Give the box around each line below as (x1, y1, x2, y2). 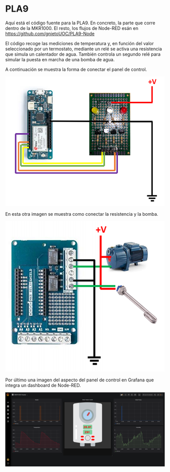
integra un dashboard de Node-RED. (5, 382, 81, 388)
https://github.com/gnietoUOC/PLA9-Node (5, 30, 95, 36)
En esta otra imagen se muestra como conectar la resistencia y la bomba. (5, 211, 158, 217)
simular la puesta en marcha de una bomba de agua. (5, 56, 115, 62)
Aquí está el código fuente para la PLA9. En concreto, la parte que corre (5, 20, 155, 26)
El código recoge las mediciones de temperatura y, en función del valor (5, 40, 154, 46)
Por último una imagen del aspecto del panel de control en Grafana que (5, 377, 154, 383)
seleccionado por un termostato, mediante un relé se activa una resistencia (5, 46, 162, 52)
